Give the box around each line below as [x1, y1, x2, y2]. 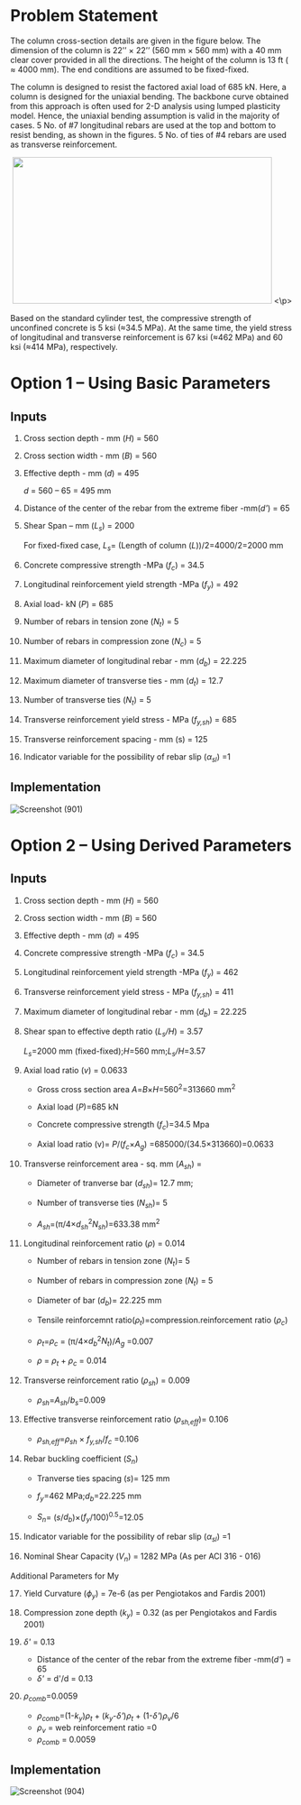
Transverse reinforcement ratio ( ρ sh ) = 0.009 [23, 1375, 190, 1387]
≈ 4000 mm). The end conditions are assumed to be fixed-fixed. [10, 64, 250, 75]
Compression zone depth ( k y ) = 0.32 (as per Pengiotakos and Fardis [23, 1607, 278, 1620]
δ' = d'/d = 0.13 [36, 1673, 94, 1684]
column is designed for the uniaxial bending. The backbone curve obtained [10, 91, 289, 102]
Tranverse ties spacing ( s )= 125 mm [36, 1472, 170, 1484]
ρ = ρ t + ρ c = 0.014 [36, 1355, 107, 1368]
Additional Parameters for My [10, 1570, 120, 1581]
